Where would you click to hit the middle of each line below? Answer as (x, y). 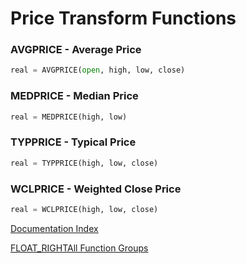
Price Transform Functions (123, 18)
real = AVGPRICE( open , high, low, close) (98, 70)
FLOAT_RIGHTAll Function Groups (79, 248)
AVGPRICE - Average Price (76, 50)
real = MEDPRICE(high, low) (69, 117)
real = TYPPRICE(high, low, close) (84, 163)
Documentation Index (54, 228)
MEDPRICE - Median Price (74, 96)
